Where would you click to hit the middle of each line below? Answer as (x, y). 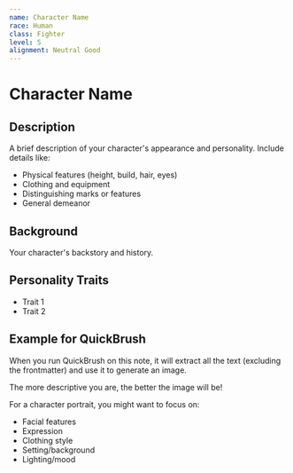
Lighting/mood (49, 459)
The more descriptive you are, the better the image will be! (116, 387)
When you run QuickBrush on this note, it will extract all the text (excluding (145, 360)
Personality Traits (59, 280)
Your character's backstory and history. (81, 252)
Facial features (49, 422)
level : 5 (25, 42)
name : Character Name (49, 17)
